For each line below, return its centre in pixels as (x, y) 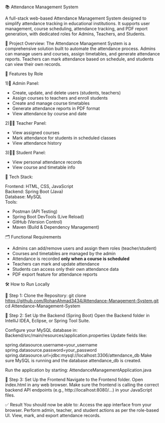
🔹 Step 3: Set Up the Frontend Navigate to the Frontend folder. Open (74, 380)
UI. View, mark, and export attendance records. (53, 415)
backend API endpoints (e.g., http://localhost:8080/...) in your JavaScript (79, 390)
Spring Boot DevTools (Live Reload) (48, 217)
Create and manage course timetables (51, 103)
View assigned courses (36, 132)
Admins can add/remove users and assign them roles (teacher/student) (84, 248)
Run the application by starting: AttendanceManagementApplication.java (78, 370)
